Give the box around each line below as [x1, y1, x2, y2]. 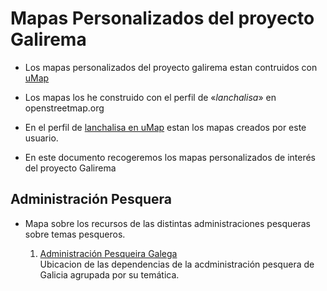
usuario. [24, 132, 59, 144]
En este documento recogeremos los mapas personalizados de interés [24, 151, 317, 163]
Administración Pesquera [10, 191, 172, 208]
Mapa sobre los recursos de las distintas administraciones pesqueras [24, 217, 312, 229]
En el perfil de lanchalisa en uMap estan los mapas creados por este [24, 121, 307, 133]
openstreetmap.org [24, 102, 105, 114]
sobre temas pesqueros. [24, 228, 126, 240]
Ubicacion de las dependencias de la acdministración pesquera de [39, 258, 315, 270]
